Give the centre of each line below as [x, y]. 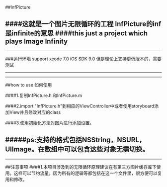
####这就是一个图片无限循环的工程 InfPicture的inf [83, 24]
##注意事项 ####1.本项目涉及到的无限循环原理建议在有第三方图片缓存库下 [81, 167]
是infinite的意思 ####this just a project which [77, 34]
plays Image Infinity [37, 42]
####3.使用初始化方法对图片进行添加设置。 [50, 123]
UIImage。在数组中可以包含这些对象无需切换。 [77, 149]
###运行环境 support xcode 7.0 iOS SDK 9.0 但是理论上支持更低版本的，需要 [83, 59]
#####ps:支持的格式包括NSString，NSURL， [75, 140]
